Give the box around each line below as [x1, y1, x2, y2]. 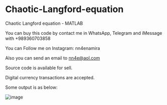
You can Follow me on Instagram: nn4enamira [5, 45, 101, 51]
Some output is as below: [5, 84, 58, 90]
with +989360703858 [5, 35, 51, 41]
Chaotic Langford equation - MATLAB [5, 20, 83, 26]
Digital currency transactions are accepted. [5, 74, 95, 80]
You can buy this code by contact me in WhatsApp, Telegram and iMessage [5, 30, 162, 36]
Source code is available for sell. [5, 65, 73, 71]
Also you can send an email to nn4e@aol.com [5, 55, 100, 61]
